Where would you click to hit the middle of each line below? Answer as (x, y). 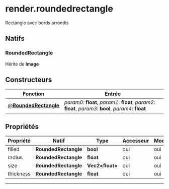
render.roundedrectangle (59, 9)
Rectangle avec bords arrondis (37, 23)
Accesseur (136, 141)
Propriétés (22, 127)
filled (14, 149)
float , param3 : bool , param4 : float (105, 109)
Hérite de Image (22, 64)
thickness (19, 174)
